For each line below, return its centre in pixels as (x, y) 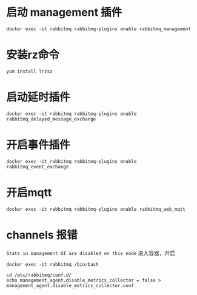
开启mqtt (29, 192)
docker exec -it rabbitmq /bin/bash (52, 264)
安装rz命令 (33, 55)
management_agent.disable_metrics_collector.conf (70, 285)
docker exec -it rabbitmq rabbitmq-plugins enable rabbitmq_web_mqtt (96, 209)
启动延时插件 (38, 97)
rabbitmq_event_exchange (38, 167)
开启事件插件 (38, 145)
